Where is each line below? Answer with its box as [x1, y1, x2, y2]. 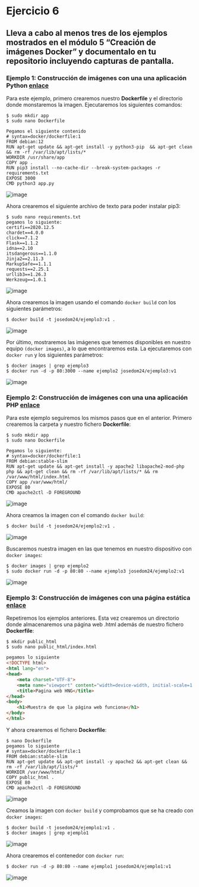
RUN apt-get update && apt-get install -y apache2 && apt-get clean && [6, 759, 187, 765]
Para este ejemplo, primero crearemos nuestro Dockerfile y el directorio [6, 94, 183, 102]
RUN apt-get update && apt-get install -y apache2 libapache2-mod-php [6, 463, 185, 469]
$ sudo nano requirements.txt [6, 214, 81, 220]
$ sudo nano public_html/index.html [6, 644, 97, 650]
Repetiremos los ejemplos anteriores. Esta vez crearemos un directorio [6, 614, 179, 622]
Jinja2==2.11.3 [6, 255, 44, 262]
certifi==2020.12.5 [6, 224, 55, 230]
